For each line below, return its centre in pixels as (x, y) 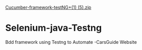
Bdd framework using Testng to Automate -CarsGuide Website (71, 42)
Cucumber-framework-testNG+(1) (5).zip (48, 7)
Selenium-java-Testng (54, 28)
